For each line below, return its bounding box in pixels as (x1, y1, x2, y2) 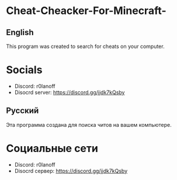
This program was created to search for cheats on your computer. (6, 43, 165, 50)
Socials (6, 63, 43, 77)
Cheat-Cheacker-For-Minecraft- (6, 4, 166, 18)
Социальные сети (6, 141, 98, 155)
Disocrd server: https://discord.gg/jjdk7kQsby (14, 89, 125, 96)
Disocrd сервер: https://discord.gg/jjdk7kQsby (14, 167, 128, 174)
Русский (6, 106, 39, 116)
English (6, 27, 34, 37)
